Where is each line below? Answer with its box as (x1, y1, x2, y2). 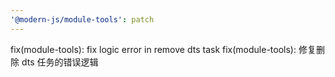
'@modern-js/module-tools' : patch (10, 14, 155, 25)
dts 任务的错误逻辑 (21, 56, 99, 68)
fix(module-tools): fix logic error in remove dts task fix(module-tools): (10, 43, 297, 55)
